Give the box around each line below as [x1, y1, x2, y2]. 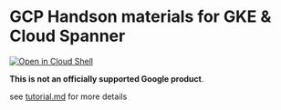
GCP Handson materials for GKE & [9, 6, 272, 27]
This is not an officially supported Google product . [9, 73, 204, 84]
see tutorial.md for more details [9, 91, 128, 102]
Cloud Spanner [9, 25, 126, 46]
